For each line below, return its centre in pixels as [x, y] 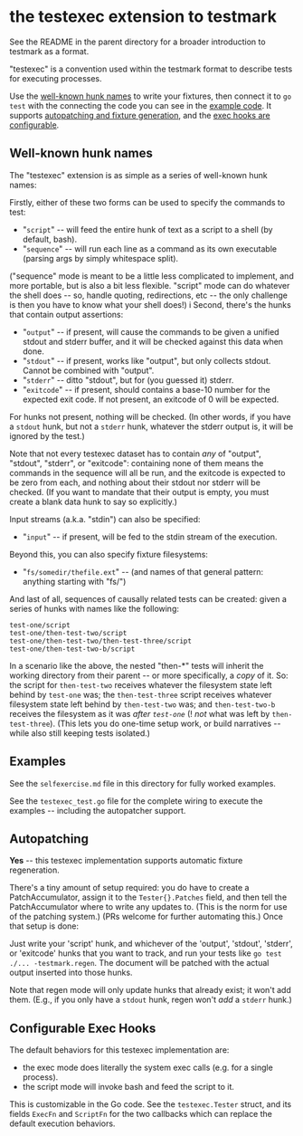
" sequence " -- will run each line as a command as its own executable [150, 248]
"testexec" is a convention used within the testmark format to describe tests [151, 69]
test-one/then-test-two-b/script [72, 649]
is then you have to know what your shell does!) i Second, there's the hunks [150, 304]
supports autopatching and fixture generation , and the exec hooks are [140, 115]
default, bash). [50, 239]
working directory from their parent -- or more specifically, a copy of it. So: [149, 675]
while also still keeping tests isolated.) [80, 733]
